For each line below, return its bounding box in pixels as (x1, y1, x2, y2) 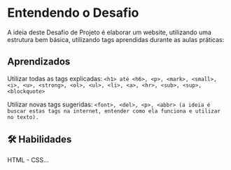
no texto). (7, 113, 39, 120)
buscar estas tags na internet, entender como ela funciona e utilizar (7, 107, 220, 115)
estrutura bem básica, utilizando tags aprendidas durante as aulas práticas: (7, 35, 225, 43)
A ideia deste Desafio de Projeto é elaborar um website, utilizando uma (7, 28, 212, 36)
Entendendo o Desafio (7, 5, 139, 21)
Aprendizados (7, 56, 71, 68)
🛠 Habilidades (7, 134, 72, 146)
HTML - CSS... (7, 155, 49, 164)
